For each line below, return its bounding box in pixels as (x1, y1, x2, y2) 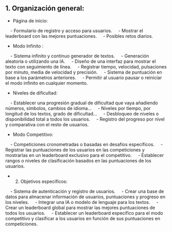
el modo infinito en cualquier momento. (5, 80, 88, 86)
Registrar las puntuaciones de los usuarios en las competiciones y (5, 147, 145, 153)
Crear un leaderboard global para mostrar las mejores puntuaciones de (5, 204, 155, 211)
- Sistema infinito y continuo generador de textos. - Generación (10, 53, 149, 59)
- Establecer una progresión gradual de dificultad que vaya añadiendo (10, 100, 158, 106)
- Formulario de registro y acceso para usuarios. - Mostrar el (10, 28, 143, 34)
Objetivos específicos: (20, 178, 68, 184)
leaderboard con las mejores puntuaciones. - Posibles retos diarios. (5, 33, 154, 39)
